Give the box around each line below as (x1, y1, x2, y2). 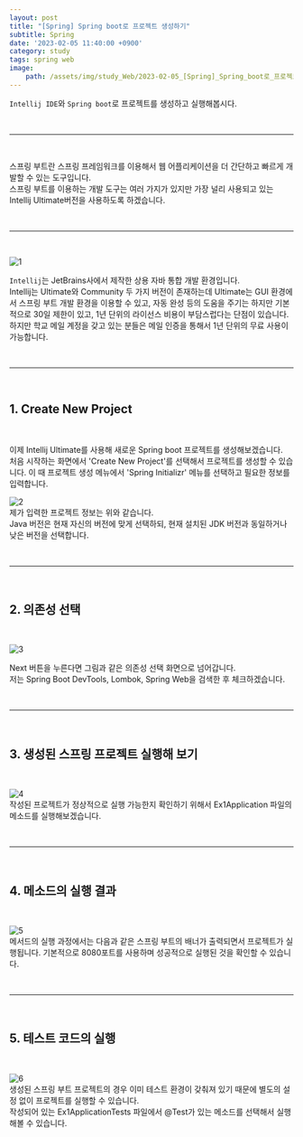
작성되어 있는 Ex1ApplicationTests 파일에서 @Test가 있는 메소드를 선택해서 (9, 1106, 275, 1117)
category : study (9, 47, 70, 56)
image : (9, 64, 34, 73)
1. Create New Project (9, 401, 133, 417)
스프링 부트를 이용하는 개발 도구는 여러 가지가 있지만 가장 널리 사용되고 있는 (9, 183, 274, 194)
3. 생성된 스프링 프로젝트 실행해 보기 (9, 747, 198, 762)
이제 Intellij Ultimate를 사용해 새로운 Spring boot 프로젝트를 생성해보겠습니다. (9, 444, 283, 455)
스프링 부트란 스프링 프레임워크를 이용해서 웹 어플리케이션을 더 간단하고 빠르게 (9, 160, 284, 172)
